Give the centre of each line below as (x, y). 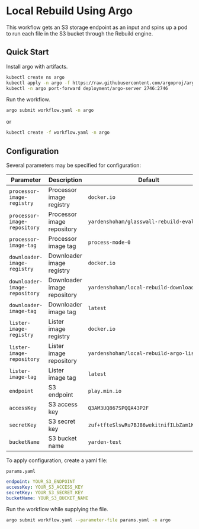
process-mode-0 (109, 242)
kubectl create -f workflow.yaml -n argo (58, 133)
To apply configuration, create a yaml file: (57, 460)
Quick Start (28, 52)
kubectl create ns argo (36, 77)
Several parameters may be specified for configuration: (73, 165)
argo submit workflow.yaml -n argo (50, 111)
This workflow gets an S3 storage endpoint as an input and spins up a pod (97, 27)
